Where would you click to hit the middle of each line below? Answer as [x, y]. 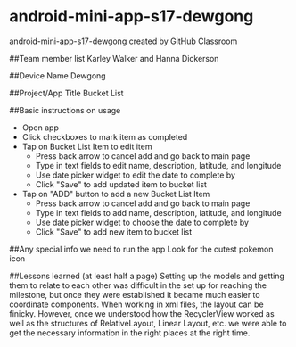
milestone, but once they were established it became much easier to [135, 294]
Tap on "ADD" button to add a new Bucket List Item [116, 194]
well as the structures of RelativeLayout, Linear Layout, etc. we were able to [148, 323]
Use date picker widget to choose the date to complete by [142, 222]
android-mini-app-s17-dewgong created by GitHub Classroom [123, 41]
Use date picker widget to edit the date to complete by [136, 175]
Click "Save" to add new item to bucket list [114, 231]
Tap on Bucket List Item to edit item [87, 146]
